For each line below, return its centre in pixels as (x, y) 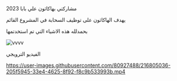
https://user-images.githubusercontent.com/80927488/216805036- (88, 65)
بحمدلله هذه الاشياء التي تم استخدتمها (47, 31)
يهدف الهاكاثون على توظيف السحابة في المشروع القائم (66, 20)
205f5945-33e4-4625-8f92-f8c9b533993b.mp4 (66, 72)
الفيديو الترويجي (24, 54)
